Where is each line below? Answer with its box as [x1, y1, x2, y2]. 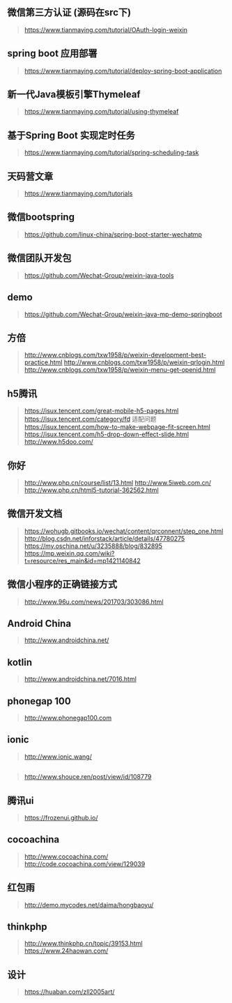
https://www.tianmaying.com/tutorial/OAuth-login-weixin [24, 25, 188, 34]
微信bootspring [7, 211, 75, 223]
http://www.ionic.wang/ [24, 752, 93, 761]
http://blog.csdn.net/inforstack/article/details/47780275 [24, 534, 185, 542]
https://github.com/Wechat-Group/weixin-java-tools [24, 271, 174, 279]
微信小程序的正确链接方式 [7, 579, 117, 590]
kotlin [7, 656, 33, 668]
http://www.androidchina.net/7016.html [24, 675, 137, 683]
